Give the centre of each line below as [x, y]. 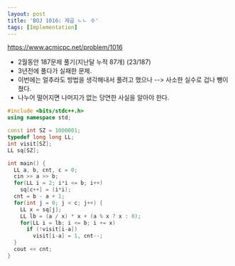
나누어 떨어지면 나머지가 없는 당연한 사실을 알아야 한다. [93, 97]
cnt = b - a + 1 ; [39, 196]
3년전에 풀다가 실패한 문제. [55, 71]
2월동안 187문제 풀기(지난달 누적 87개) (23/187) [84, 62]
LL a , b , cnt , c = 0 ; [46, 170]
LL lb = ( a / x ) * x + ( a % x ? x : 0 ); [81, 216]
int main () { [27, 163]
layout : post [27, 14]
